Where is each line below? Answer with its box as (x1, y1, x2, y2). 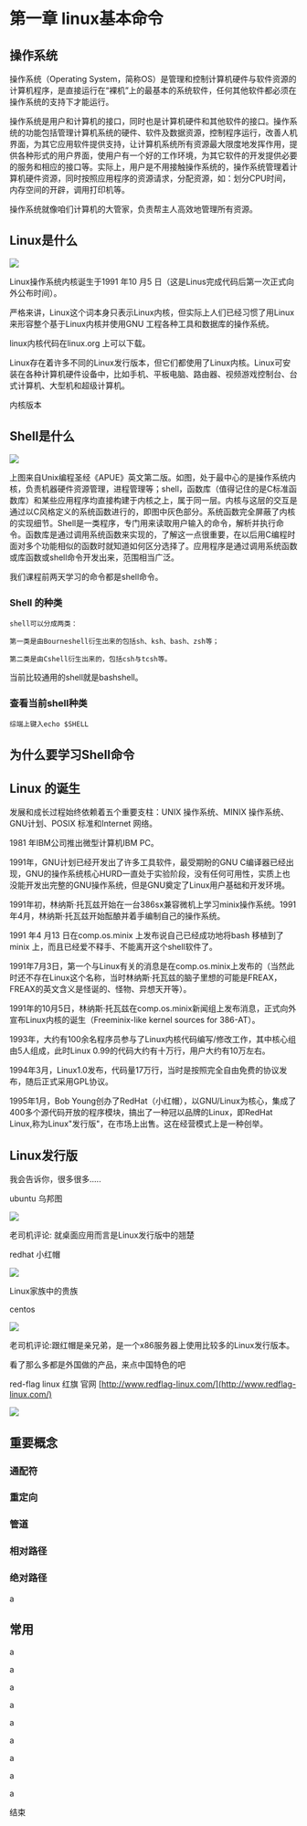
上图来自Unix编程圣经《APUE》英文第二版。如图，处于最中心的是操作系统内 (9, 471, 297, 482)
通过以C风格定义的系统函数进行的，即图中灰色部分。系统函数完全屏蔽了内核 (9, 506, 296, 517)
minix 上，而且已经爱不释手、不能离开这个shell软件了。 (9, 942, 217, 953)
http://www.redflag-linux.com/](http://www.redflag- (101, 1378, 297, 1389)
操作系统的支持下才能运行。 (9, 97, 114, 107)
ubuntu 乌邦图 (9, 1193, 63, 1204)
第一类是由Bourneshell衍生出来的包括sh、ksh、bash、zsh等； (9, 637, 219, 646)
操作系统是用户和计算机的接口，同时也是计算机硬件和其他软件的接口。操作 (9, 116, 290, 126)
